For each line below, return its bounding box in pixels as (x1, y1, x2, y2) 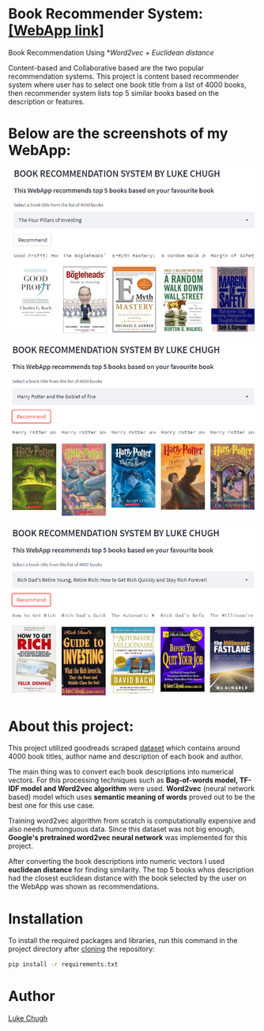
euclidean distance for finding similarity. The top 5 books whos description (8, 865, 255, 875)
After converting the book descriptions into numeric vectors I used (8, 857, 225, 866)
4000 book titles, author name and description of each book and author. (8, 751, 243, 761)
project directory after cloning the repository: (8, 944, 156, 954)
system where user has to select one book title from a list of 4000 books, (8, 80, 247, 89)
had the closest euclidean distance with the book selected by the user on (8, 873, 247, 883)
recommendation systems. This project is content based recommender (8, 71, 239, 81)
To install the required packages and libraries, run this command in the (8, 936, 238, 945)
